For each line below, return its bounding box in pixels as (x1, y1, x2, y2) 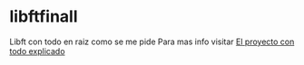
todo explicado (9, 45, 65, 56)
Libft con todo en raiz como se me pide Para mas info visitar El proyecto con (9, 36, 295, 47)
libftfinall (9, 6, 79, 27)
